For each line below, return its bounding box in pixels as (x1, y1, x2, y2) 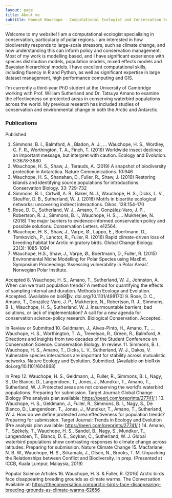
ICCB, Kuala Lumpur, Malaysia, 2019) (5, 460, 83, 467)
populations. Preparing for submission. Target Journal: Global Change (5, 389, 153, 396)
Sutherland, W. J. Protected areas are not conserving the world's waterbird (5, 384, 163, 390)
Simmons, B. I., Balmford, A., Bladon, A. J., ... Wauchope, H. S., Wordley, (12, 141, 165, 147)
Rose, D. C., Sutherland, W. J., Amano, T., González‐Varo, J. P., (12, 207, 145, 213)
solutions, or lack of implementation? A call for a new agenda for (5, 309, 141, 316)
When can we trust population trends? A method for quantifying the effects (5, 282, 164, 288)
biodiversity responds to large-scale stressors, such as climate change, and (5, 42, 165, 48)
